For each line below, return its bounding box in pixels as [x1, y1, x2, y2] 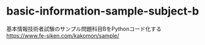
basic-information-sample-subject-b [6, 4, 199, 18]
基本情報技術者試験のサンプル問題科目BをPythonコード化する [6, 25, 162, 32]
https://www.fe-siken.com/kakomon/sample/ [6, 32, 119, 39]
